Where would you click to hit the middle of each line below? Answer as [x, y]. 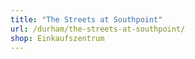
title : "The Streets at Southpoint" [86, 19]
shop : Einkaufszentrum [57, 38]
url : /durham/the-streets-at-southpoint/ [98, 29]
